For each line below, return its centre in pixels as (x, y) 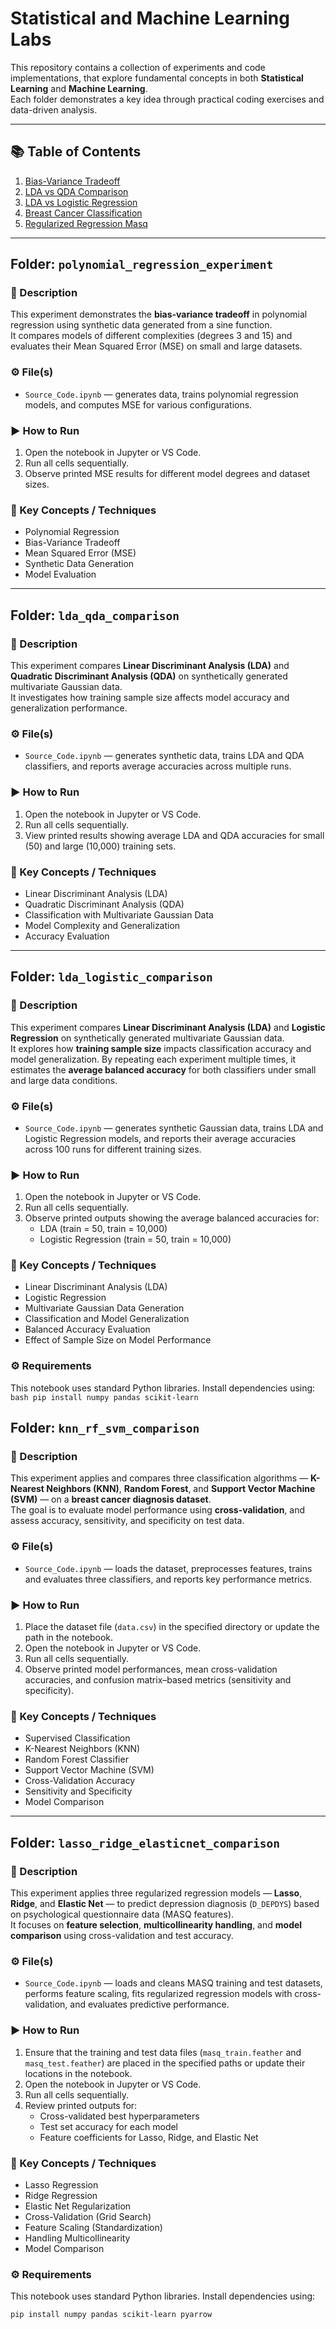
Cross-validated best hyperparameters (119, 2116)
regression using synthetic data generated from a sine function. (141, 325)
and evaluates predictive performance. (149, 2004)
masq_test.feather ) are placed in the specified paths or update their (165, 2063)
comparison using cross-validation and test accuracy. (122, 1936)
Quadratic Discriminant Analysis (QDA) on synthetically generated (149, 676)
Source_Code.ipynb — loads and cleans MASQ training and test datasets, (173, 1983)
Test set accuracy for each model (109, 2126)
